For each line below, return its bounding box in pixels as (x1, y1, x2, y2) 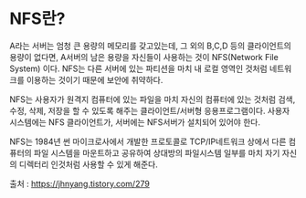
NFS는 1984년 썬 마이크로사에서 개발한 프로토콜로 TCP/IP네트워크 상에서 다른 (9, 136, 287, 147)
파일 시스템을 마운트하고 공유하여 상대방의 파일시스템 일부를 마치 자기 (33, 147, 280, 158)
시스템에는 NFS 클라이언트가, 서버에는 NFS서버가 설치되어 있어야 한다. (9, 116, 260, 128)
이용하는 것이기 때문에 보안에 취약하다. (26, 74, 164, 85)
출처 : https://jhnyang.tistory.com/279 (9, 178, 151, 189)
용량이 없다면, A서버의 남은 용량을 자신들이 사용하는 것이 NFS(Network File (9, 51, 279, 62)
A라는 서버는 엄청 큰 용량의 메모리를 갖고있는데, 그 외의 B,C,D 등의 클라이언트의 (9, 40, 292, 51)
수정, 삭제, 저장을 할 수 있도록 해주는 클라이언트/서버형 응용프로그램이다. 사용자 (9, 105, 290, 116)
